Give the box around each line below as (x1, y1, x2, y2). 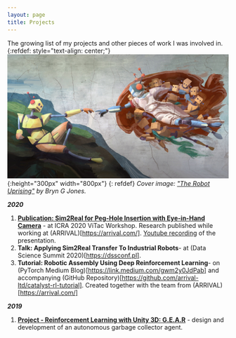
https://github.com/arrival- (122, 273, 199, 282)
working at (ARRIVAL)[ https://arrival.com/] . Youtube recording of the (17, 229, 216, 237)
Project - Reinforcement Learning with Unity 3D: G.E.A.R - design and (17, 316, 225, 324)
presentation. (17, 236, 56, 245)
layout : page (7, 11, 46, 18)
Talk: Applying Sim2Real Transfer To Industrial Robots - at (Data (17, 244, 206, 252)
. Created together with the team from (81, 281, 192, 289)
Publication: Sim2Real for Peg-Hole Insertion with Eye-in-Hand (17, 214, 206, 222)
